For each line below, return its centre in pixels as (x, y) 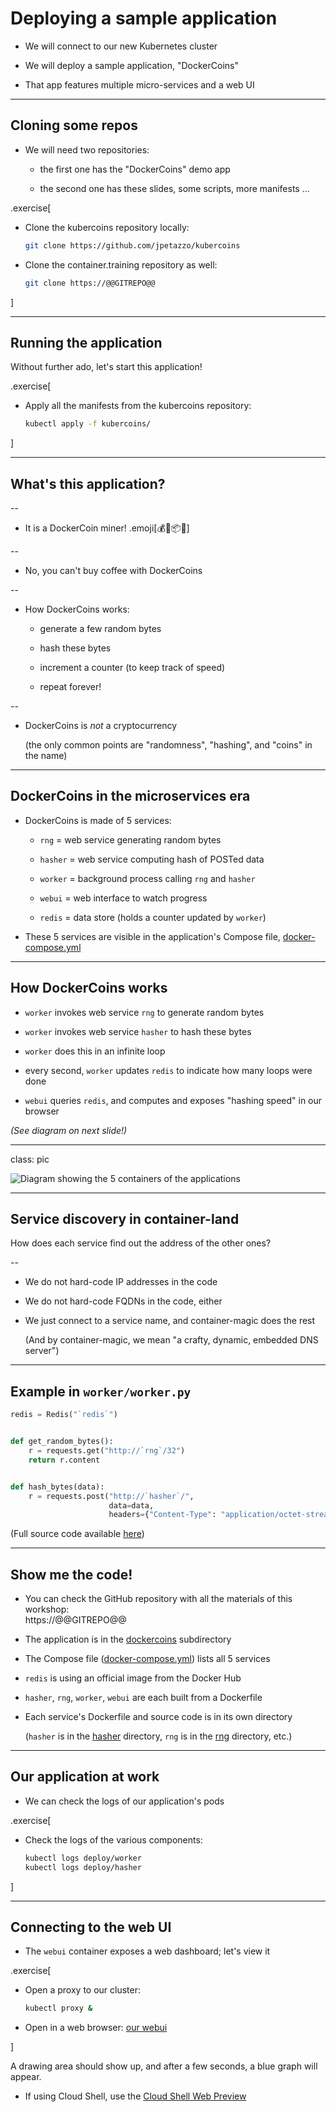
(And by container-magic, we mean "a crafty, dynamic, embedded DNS (171, 1340)
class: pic (30, 1159)
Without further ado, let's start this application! (106, 367)
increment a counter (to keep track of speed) (132, 667)
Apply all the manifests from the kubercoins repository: (138, 406)
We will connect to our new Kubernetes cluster (121, 46)
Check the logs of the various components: (113, 1839)
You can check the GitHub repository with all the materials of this (158, 1599)
